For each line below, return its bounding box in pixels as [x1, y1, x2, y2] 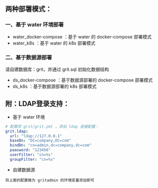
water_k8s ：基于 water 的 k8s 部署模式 [12, 40, 96, 46]
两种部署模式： [5, 5, 52, 14]
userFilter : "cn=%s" [10, 152, 53, 158]
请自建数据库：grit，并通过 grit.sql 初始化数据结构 [5, 66, 109, 72]
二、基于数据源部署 [5, 54, 52, 61]
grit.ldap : [5, 128, 28, 134]
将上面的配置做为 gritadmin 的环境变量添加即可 [5, 177, 95, 183]
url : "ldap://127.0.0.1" [10, 133, 62, 138]
